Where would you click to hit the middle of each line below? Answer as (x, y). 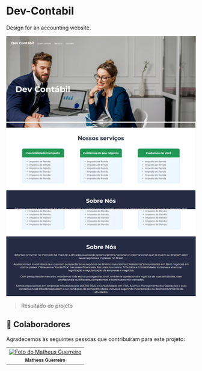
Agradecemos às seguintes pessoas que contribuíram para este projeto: (96, 339)
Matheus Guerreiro (45, 360)
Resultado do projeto (47, 306)
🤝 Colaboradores (38, 324)
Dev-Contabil (40, 11)
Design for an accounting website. (49, 28)
